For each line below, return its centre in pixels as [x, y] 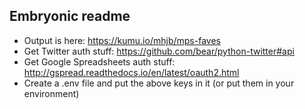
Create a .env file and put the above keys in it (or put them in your [159, 83]
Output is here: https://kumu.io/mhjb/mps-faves [122, 40]
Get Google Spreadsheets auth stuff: [99, 61]
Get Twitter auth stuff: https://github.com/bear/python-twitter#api [159, 51]
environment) [51, 93]
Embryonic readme [70, 16]
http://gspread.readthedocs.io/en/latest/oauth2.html [131, 72]
